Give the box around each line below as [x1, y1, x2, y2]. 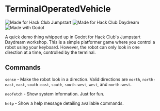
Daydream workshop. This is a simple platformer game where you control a [5, 39, 155, 45]
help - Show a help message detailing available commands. [5, 100, 124, 106]
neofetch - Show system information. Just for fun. [5, 91, 105, 96]
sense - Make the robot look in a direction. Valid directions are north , [5, 76, 142, 82]
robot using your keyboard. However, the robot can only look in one [5, 44, 140, 50]
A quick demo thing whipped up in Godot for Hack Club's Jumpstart [5, 34, 141, 40]
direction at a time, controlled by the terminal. [5, 49, 96, 55]
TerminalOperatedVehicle [5, 3, 111, 15]
